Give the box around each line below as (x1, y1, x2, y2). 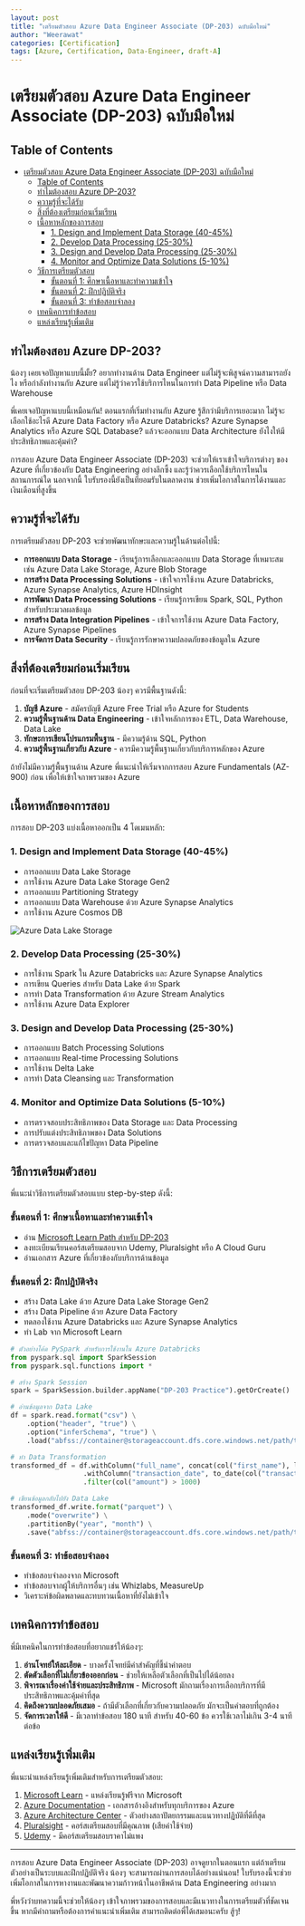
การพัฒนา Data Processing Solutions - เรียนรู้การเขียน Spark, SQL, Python (23, 593, 283, 604)
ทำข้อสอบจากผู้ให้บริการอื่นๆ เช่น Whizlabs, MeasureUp (23, 1580, 205, 1591)
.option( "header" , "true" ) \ (26, 1420, 137, 1429)
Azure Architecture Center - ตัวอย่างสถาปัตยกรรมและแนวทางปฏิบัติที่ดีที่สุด (23, 1809, 266, 1821)
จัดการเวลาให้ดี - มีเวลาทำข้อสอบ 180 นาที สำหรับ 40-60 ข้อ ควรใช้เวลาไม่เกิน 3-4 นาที (23, 1709, 292, 1721)
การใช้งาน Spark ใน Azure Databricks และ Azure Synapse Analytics (23, 968, 263, 978)
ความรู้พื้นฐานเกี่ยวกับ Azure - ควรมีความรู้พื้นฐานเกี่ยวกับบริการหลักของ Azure (23, 743, 265, 754)
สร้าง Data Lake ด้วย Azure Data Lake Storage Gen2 (23, 1295, 209, 1306)
